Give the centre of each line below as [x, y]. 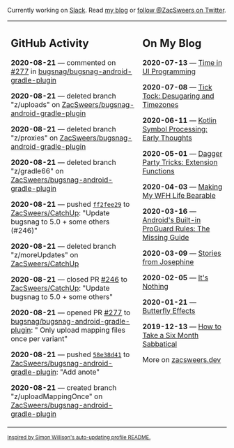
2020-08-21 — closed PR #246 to [69, 279]
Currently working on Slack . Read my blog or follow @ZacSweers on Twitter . [117, 10]
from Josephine [168, 261]
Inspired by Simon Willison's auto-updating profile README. [79, 437]
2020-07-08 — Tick [177, 87]
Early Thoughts [167, 138]
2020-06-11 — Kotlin [180, 120]
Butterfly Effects [169, 310]
